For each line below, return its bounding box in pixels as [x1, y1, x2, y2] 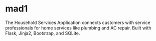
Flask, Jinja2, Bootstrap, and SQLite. [5, 30, 80, 36]
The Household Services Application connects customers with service [5, 19, 150, 25]
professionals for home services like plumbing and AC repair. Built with [5, 24, 151, 30]
